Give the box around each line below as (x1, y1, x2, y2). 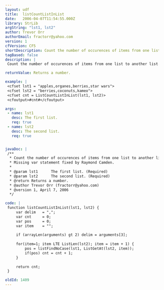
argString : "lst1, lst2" (5, 25, 56, 30)
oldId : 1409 (5, 278, 29, 283)
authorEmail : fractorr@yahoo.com (5, 35, 73, 40)
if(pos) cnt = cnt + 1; (24, 250, 73, 255)
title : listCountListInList (5, 12, 64, 17)
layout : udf (5, 7, 29, 12)
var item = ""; (16, 223, 54, 228)
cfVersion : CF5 (5, 43, 36, 48)
